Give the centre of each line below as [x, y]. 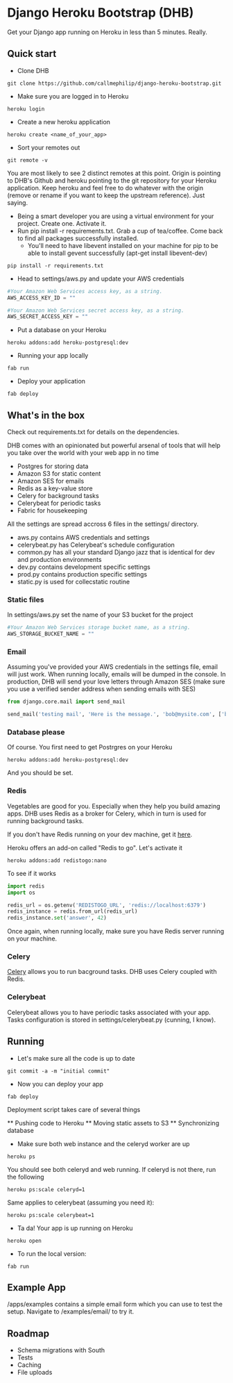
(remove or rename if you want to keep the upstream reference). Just [106, 195]
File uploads [35, 1373]
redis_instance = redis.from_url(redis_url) [72, 911]
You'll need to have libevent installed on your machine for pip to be [123, 245]
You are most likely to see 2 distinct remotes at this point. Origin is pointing [114, 173]
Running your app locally [53, 356]
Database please [36, 732]
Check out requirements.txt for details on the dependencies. [93, 432]
